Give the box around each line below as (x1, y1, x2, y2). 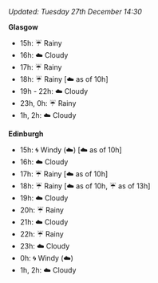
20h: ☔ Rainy (19, 205, 64, 215)
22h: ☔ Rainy (19, 229, 64, 239)
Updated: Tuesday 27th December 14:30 (8, 7, 142, 16)
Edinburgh (8, 129, 44, 139)
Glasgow (8, 22, 38, 31)
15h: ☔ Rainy (19, 38, 62, 47)
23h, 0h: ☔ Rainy (19, 99, 77, 107)
